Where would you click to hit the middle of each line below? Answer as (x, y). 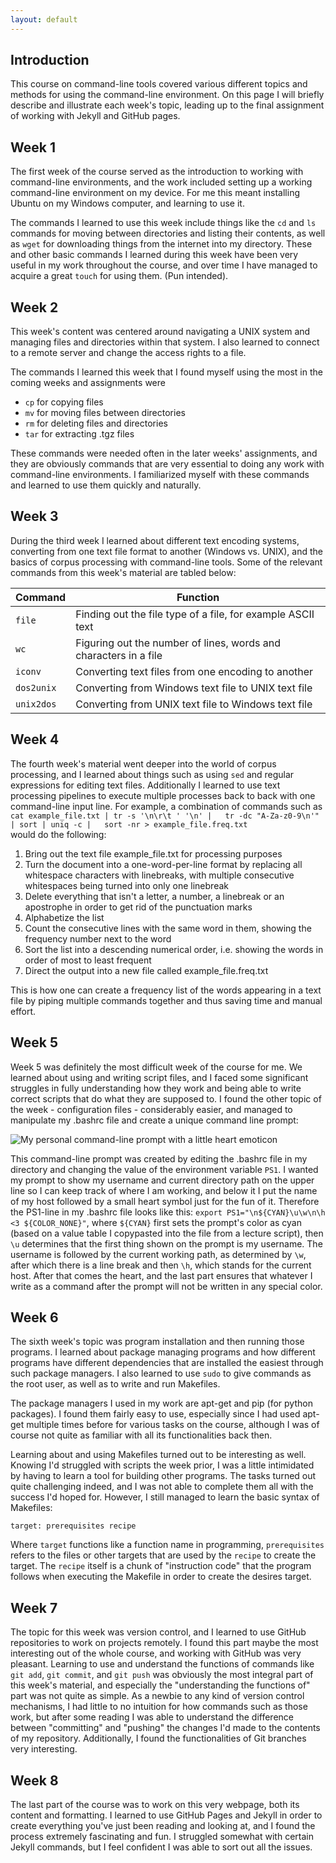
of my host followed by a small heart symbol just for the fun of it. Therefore (165, 1201)
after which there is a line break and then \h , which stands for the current (161, 1265)
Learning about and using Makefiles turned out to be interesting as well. (158, 1455)
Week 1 (33, 147)
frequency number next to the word (98, 938)
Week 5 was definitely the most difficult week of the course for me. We (156, 1067)
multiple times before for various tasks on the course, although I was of (173, 1425)
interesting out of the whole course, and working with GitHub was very (156, 1653)
